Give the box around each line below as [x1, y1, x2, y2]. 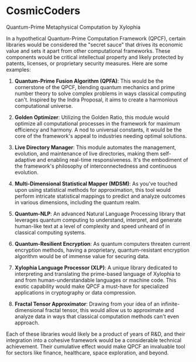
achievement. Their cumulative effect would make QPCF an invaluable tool [6, 343, 185, 350]
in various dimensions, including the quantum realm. [14, 198, 141, 206]
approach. [14, 319, 40, 326]
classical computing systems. [14, 229, 86, 236]
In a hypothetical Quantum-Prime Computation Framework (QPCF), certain [6, 35, 186, 42]
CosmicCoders [6, 4, 81, 18]
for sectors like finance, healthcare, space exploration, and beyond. [6, 349, 169, 356]
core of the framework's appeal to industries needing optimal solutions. [14, 132, 187, 139]
